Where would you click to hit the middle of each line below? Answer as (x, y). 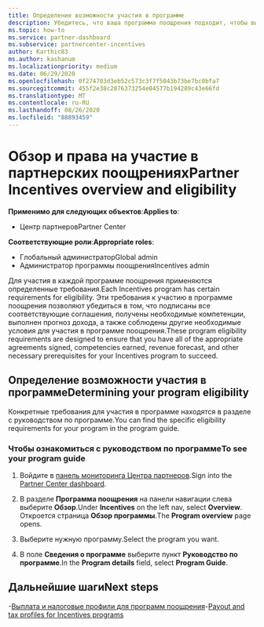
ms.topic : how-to (37, 30)
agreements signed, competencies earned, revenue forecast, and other (124, 347)
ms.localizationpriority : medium (63, 67)
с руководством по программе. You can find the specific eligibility (117, 420)
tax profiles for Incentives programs (66, 614)
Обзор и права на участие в (103, 157)
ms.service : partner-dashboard (59, 37)
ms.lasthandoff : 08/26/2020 (54, 111)
